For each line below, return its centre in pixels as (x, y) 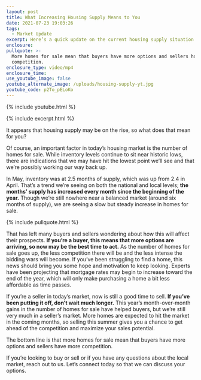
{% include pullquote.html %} (42, 222)
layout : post (22, 12)
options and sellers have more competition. (60, 346)
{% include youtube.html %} (41, 107)
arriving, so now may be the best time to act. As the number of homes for (98, 246)
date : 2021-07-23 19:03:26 (40, 23)
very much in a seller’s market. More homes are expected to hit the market (98, 315)
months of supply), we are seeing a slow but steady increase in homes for (97, 204)
